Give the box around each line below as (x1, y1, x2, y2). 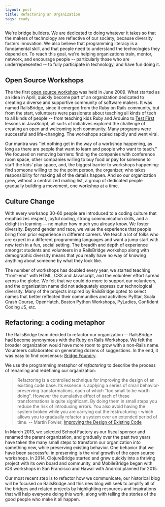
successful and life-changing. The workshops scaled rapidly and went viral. (5, 131, 159, 137)
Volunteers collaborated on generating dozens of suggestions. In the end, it (5, 347, 159, 353)
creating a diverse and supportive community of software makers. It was (5, 100, 153, 105)
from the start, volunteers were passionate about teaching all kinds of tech (5, 110, 157, 116)
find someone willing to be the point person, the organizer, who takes (5, 167, 146, 173)
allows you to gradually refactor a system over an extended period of (17, 414, 158, 420)
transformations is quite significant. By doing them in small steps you (17, 398, 158, 404)
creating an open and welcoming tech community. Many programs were (5, 126, 151, 132)
